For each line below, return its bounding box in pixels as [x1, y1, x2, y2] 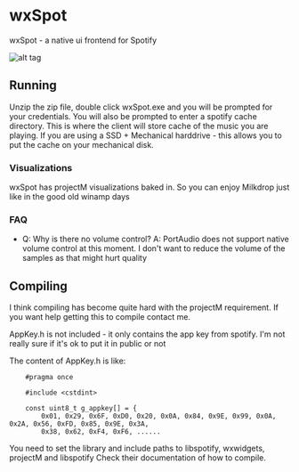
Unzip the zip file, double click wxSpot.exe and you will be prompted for [9, 102, 273, 112]
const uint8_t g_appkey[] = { [25, 404, 138, 413]
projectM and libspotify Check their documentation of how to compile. [9, 452, 267, 463]
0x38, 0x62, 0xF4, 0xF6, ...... [41, 427, 162, 436]
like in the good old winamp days [9, 191, 131, 202]
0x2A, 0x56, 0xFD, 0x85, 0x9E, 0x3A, [9, 419, 149, 428]
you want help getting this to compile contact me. [9, 312, 191, 322]
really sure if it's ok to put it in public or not [9, 338, 166, 349]
